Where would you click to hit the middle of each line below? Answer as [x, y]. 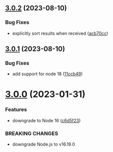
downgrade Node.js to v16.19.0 [44, 145]
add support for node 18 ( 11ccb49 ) [47, 74]
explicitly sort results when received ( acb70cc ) [60, 33]
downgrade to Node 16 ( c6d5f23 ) [46, 120]
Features [16, 110]
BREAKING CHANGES [32, 133]
